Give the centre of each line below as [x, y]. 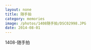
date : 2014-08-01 [23, 28]
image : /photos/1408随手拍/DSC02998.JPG [46, 23]
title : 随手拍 [18, 14]
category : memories [25, 19]
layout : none [18, 10]
